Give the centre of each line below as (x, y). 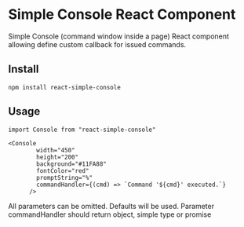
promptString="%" (64, 178)
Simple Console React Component (122, 15)
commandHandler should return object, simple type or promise (110, 214)
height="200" (58, 157)
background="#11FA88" (72, 164)
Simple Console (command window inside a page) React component (119, 36)
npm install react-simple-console (65, 87)
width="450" (56, 150)
